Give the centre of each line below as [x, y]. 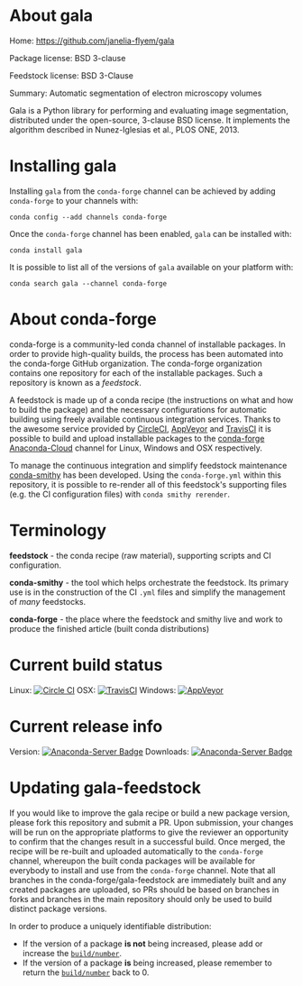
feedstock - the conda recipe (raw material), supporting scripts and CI [141, 555]
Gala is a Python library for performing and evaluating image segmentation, [149, 110]
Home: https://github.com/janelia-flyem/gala [92, 41]
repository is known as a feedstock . [76, 382]
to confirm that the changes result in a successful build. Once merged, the [147, 841]
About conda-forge [83, 320]
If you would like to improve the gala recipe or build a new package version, [150, 813]
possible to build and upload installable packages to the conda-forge [137, 438]
